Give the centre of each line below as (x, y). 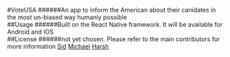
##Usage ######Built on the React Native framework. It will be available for (115, 24)
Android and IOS (30, 32)
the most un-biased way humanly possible (67, 17)
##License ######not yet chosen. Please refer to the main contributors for (114, 39)
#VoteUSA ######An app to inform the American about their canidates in (112, 10)
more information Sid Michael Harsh (58, 46)
